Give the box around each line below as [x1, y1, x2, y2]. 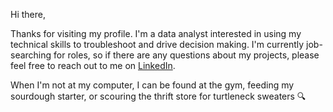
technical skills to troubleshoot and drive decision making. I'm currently [10, 39, 305, 50]
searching [10, 49, 52, 61]
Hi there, [10, 9, 46, 20]
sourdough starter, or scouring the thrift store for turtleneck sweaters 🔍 [10, 90, 307, 102]
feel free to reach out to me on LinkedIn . [10, 60, 176, 71]
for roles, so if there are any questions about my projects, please [53, 49, 320, 61]
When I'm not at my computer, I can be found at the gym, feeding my [10, 79, 295, 91]
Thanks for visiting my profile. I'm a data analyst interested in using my [10, 28, 302, 39]
